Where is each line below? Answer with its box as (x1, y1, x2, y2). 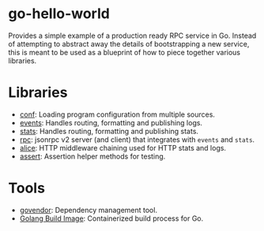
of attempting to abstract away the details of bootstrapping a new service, (8, 39, 250, 48)
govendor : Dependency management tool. (19, 205, 158, 214)
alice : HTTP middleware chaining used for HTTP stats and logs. (19, 143, 227, 152)
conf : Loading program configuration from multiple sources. (19, 110, 216, 119)
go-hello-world (8, 5, 111, 23)
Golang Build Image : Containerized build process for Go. (19, 214, 204, 223)
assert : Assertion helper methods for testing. (19, 151, 166, 161)
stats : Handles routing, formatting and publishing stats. (19, 126, 199, 136)
